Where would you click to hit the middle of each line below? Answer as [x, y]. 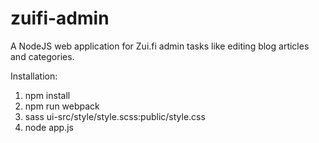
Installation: [34, 76]
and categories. [42, 56]
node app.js [49, 127]
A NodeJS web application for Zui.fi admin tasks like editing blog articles [160, 46]
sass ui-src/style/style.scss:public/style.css [115, 116]
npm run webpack [62, 106]
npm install [47, 95]
